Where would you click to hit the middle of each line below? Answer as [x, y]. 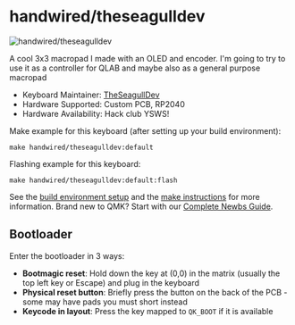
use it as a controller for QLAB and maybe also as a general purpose [135, 68]
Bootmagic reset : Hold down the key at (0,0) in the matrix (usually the [151, 273]
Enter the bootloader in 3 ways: [67, 255]
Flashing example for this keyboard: [75, 163]
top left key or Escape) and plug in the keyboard [110, 282]
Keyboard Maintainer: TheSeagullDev [91, 95]
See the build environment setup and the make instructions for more [135, 196]
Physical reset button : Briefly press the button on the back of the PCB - [155, 292]
